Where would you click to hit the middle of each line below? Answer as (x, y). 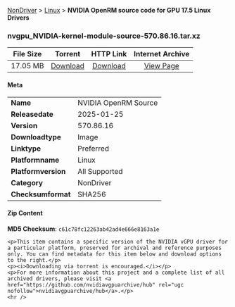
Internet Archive (161, 54)
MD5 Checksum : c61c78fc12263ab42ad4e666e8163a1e (83, 229)
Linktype (26, 149)
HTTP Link (109, 54)
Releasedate (32, 114)
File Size (27, 54)
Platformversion (38, 171)
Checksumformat (41, 194)
